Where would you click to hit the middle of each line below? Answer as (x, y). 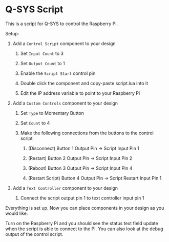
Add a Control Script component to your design (64, 43)
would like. (17, 213)
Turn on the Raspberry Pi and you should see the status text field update (82, 223)
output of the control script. (34, 234)
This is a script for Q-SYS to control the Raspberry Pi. (62, 24)
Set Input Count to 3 (42, 53)
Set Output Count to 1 (43, 63)
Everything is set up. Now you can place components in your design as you (85, 208)
